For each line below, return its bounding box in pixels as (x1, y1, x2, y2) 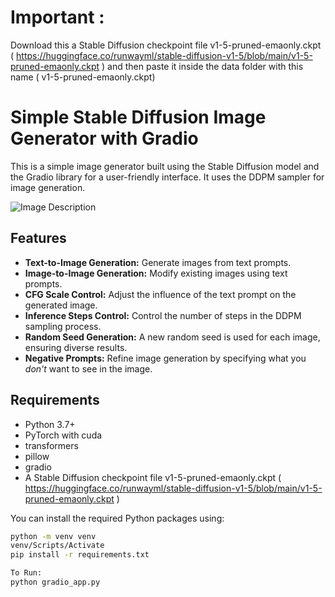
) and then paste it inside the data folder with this (101, 60, 304, 72)
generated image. (24, 299, 98, 311)
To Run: (10, 568, 43, 578)
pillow (24, 450, 50, 462)
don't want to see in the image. (24, 362, 153, 375)
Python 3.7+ (24, 418, 76, 430)
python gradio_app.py (10, 577, 101, 587)
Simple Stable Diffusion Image (10, 106, 267, 129)
